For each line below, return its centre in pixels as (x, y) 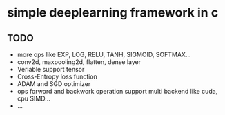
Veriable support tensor (51, 69)
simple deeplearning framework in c (113, 13)
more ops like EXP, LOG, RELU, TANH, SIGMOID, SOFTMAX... (104, 54)
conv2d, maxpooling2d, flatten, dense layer (79, 62)
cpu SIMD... (33, 98)
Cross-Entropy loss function (57, 76)
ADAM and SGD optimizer (54, 84)
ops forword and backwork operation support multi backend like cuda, (117, 91)
